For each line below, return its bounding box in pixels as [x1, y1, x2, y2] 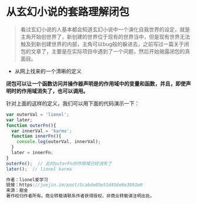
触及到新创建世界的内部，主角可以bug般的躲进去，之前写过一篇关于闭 [20, 40, 189, 47]
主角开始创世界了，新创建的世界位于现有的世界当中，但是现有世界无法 [20, 33, 191, 40]
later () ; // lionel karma [6, 166, 72, 172]
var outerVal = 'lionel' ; [6, 111, 69, 117]
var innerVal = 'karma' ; [11, 128, 72, 134]
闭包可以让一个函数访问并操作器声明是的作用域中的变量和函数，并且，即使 [6, 80, 186, 87]
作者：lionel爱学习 [6, 176, 49, 182]
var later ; [6, 117, 33, 123]
